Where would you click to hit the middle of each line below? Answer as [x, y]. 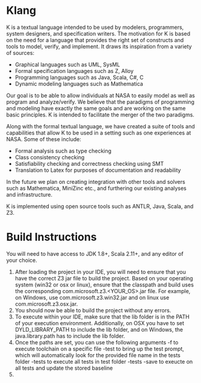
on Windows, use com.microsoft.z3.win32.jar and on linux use [92, 297]
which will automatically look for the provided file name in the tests [97, 355]
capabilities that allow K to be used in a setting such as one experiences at [99, 133]
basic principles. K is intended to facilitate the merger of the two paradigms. [100, 115]
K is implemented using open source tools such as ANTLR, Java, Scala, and [100, 206]
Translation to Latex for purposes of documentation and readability [98, 170]
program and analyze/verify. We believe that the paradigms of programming [100, 102]
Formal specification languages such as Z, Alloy [74, 71]
